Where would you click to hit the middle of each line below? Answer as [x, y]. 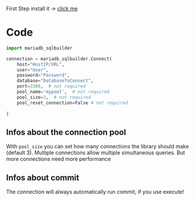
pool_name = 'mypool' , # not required [63, 92]
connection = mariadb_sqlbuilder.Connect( [59, 59]
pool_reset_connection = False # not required [72, 103]
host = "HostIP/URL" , [41, 64]
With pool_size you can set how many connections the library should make [97, 147]
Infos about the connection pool [66, 132]
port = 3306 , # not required [51, 86]
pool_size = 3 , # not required [54, 97]
